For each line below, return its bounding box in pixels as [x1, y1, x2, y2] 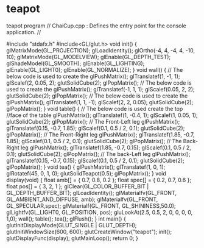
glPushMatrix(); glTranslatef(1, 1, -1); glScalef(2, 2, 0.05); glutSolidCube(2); [6, 98, 194, 105]
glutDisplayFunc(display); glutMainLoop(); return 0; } [6, 234, 139, 242]
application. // [6, 28, 41, 35]
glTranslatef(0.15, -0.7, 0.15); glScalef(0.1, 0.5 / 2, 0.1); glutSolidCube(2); [6, 157, 185, 164]
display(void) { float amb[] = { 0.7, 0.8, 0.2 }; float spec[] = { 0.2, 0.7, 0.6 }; [6, 176, 192, 183]
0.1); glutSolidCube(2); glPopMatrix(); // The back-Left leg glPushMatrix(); [6, 150, 191, 157]
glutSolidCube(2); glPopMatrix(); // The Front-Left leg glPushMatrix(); [6, 118, 180, 125]
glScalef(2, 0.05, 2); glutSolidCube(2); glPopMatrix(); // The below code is [6, 79, 192, 87]
